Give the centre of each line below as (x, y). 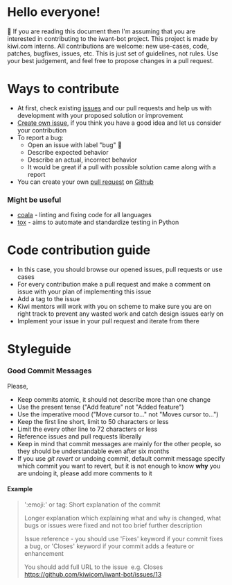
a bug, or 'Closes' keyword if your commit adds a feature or (109, 546)
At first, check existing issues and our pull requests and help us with (115, 108)
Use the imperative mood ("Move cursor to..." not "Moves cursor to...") (118, 414)
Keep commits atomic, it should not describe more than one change (114, 399)
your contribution (42, 130)
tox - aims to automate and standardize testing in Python (98, 222)
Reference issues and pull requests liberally (79, 436)
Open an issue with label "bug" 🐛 (75, 145)
